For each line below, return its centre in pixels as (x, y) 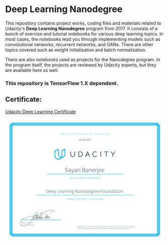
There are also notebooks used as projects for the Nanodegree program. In (83, 59)
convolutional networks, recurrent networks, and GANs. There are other (79, 44)
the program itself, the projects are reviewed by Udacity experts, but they (81, 65)
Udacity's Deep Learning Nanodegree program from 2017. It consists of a (81, 28)
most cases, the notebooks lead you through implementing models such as (83, 39)
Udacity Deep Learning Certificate (41, 111)
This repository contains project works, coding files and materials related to (83, 23)
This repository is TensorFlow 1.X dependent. (62, 83)
